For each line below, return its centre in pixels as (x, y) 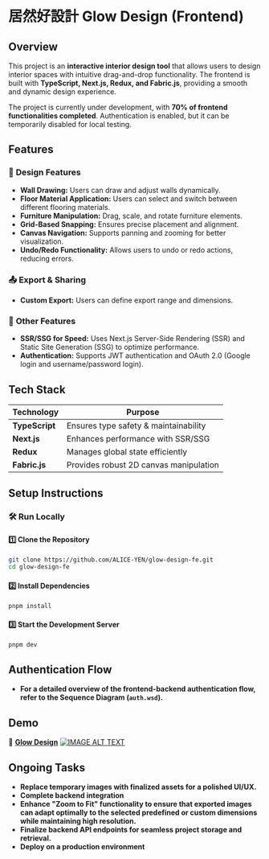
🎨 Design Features (45, 172)
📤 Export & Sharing (47, 280)
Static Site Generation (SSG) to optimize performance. (109, 347)
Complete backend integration (72, 795)
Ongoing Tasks (47, 768)
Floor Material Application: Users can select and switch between (128, 199)
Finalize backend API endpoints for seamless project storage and (131, 829)
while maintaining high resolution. (78, 820)
